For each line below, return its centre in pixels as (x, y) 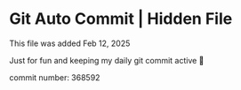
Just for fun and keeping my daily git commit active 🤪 (107, 60)
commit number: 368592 (55, 77)
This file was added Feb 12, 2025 (70, 43)
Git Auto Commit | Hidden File (121, 19)
